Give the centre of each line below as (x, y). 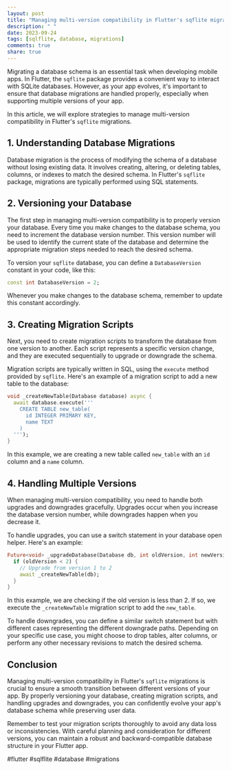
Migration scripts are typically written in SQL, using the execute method (108, 369)
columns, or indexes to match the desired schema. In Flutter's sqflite (106, 174)
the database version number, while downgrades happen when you (102, 514)
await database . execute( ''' (54, 403)
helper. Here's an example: (45, 542)
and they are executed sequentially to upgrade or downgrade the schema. (112, 356)
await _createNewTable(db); (59, 574)
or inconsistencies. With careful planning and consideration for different (109, 731)
